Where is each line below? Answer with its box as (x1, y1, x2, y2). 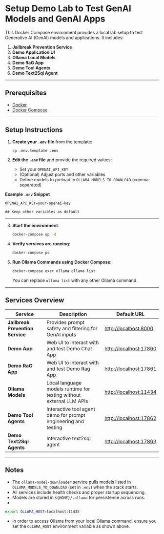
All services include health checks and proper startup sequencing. (12, 489, 146, 495)
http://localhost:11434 (104, 388, 157, 395)
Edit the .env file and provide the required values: (12, 157, 112, 163)
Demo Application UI (12, 49, 55, 55)
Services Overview (5, 296, 64, 304)
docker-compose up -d (12, 232, 56, 237)
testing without (46, 391, 81, 398)
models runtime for (46, 385, 90, 392)
